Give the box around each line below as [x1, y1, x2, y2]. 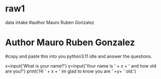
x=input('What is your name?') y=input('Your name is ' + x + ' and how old [5, 63, 157, 69]
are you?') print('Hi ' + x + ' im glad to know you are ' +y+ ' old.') [5, 68, 137, 74]
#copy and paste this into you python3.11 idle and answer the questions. [5, 53, 153, 59]
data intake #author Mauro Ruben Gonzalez [5, 19, 94, 25]
